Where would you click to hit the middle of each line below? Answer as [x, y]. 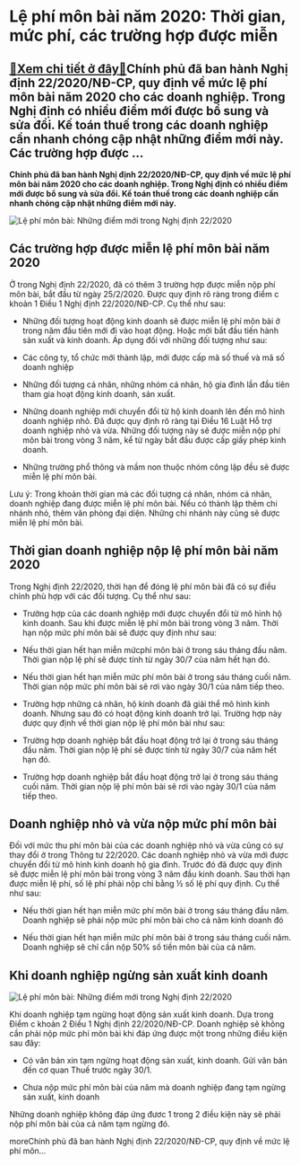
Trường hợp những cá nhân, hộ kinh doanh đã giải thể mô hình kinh [146, 703]
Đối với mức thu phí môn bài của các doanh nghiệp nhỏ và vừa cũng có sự [146, 845]
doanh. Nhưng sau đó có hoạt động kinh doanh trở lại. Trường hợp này [152, 713]
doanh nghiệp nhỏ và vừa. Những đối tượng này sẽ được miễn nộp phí [151, 430]
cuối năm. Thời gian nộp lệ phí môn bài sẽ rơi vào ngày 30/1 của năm [149, 786]
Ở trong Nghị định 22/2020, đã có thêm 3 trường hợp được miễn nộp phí [142, 284]
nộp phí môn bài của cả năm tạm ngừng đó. [90, 1124]
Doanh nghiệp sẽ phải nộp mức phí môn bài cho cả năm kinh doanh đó [153, 920]
